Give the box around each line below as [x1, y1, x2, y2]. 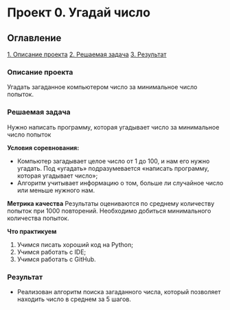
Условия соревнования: [7, 143, 80, 152]
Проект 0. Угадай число [7, 5, 151, 21]
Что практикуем [7, 227, 57, 235]
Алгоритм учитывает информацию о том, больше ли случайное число [16, 178, 224, 187]
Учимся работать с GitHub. [16, 255, 96, 263]
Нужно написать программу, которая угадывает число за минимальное [7, 123, 220, 131]
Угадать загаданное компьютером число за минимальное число [7, 83, 198, 91]
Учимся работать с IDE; [16, 248, 87, 256]
